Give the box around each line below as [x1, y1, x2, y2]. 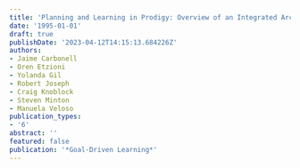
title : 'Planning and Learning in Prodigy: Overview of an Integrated [9, 12, 278, 22]
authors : [9, 46, 42, 55]
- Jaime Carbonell [9, 54, 78, 63]
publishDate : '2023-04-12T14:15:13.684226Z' [9, 37, 178, 47]
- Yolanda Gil [9, 71, 62, 80]
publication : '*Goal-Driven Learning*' [9, 145, 158, 154]
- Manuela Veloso [9, 104, 74, 113]
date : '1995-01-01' [9, 21, 82, 30]
